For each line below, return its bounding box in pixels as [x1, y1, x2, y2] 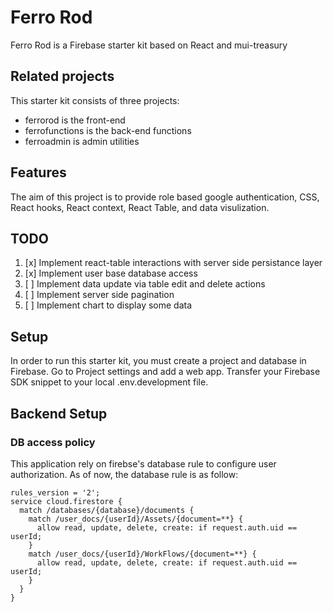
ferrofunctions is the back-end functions [24, 124, 192, 136]
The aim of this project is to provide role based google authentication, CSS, [10, 191, 320, 203]
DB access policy [10, 435, 96, 449]
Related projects [10, 68, 115, 85]
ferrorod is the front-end [24, 114, 126, 126]
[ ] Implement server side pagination [24, 289, 175, 301]
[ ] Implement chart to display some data [24, 299, 193, 311]
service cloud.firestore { [10, 496, 123, 506]
